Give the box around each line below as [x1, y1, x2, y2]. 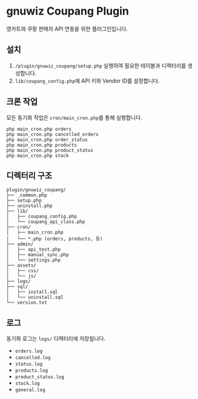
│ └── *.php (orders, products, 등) [6, 236, 103, 242]
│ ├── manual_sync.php [6, 252, 69, 258]
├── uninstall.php [6, 203, 53, 209]
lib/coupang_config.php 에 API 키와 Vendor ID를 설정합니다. [15, 77, 160, 84]
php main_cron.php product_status [6, 147, 94, 153]
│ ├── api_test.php [6, 247, 61, 253]
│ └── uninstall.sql [6, 295, 64, 301]
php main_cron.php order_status [6, 137, 88, 143]
